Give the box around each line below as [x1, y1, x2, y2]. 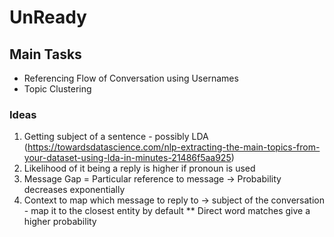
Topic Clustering [23, 83, 92, 95]
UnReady [9, 6, 87, 29]
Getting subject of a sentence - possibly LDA [23, 131, 209, 143]
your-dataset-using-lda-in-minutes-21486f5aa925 [23, 152, 232, 164]
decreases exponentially [23, 184, 126, 196]
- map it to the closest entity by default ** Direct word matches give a [23, 205, 311, 217]
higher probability [23, 216, 97, 228]
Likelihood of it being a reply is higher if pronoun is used [23, 162, 256, 175]
